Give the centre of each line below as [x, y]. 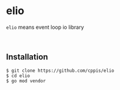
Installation [27, 57]
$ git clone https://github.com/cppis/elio [60, 71]
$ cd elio [18, 76]
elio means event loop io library [45, 27]
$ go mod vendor [26, 81]
